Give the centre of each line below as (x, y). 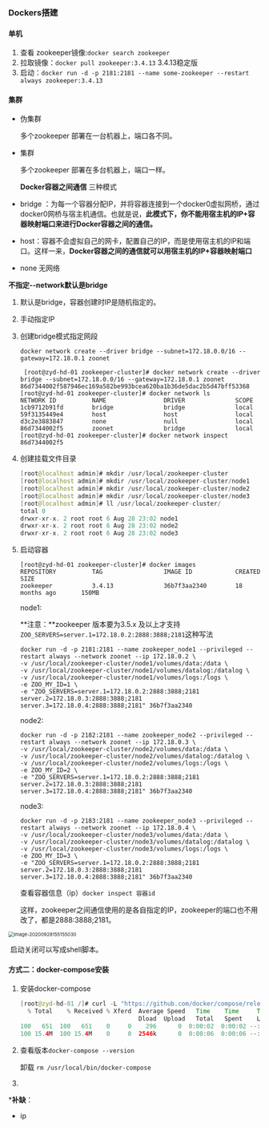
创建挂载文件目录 (48, 459)
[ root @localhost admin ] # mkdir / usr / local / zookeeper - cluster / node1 (135, 481)
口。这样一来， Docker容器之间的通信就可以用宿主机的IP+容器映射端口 (136, 251)
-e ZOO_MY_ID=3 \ (49, 856)
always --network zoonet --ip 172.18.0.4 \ (122, 828)
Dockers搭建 (33, 12)
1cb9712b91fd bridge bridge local (137, 408)
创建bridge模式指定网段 (59, 336)
